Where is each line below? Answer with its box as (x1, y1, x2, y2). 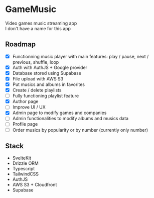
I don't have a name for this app (5, 25, 71, 31)
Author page (12, 98, 39, 105)
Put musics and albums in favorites (12, 81, 85, 87)
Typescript (12, 166, 35, 172)
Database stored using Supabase (12, 70, 82, 76)
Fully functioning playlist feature (12, 93, 79, 99)
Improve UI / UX (12, 104, 46, 110)
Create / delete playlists (12, 87, 62, 93)
